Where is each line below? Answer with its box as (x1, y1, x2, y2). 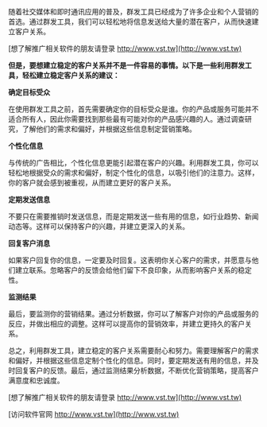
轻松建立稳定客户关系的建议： (21, 71, 120, 80)
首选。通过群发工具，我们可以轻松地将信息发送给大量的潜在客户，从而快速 (8, 17, 252, 26)
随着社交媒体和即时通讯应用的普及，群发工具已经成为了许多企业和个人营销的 (8, 7, 259, 16)
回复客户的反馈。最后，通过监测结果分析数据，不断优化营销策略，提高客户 (14, 366, 259, 375)
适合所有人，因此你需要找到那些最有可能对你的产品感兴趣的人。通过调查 (8, 115, 245, 123)
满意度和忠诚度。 (8, 376, 64, 385)
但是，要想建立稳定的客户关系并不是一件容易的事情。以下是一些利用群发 (8, 60, 245, 70)
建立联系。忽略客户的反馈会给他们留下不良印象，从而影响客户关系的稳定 (14, 266, 252, 274)
